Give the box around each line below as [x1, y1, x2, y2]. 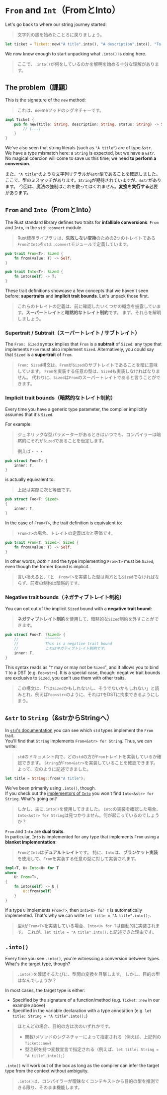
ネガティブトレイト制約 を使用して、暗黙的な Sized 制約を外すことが [17, 616, 155, 622]
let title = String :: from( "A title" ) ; [5, 776, 85, 781]
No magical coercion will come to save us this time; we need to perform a [5, 155, 157, 161]
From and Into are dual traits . [5, 828, 65, 834]
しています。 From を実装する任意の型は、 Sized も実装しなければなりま [17, 368, 161, 374]
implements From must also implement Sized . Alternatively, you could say [5, 347, 154, 353]
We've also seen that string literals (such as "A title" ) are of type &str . [5, 145, 153, 150]
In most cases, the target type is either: [5, 987, 85, 994]
